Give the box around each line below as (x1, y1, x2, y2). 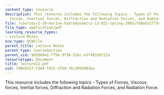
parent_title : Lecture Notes (5, 43, 64, 48)
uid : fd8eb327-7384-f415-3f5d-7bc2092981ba (5, 66, 95, 71)
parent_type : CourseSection (5, 48, 62, 53)
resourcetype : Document (5, 57, 54, 62)
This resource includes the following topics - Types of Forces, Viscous (5, 79, 147, 85)
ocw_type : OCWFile (5, 39, 42, 44)
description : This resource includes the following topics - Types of (5, 12, 152, 17)
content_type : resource (5, 7, 54, 12)
